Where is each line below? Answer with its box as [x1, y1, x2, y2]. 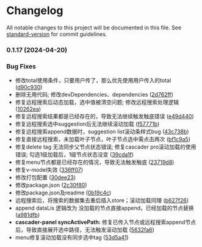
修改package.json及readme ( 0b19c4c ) [15, 189, 112, 196]
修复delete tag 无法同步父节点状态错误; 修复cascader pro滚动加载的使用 [15, 143, 197, 150]
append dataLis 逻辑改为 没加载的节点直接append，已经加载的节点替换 [15, 204, 194, 212]
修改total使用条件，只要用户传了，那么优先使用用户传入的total [15, 77, 171, 84]
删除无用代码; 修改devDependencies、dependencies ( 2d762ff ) [15, 91, 174, 98]
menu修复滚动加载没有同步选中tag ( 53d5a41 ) [15, 234, 129, 241]
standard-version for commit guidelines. [6, 30, 107, 37]
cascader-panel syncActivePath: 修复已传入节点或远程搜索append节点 [15, 218, 197, 226]
